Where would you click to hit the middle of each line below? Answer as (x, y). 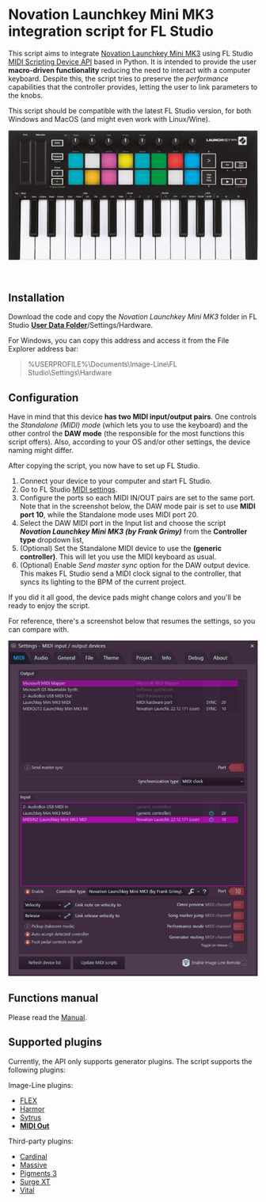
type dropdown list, (52, 539)
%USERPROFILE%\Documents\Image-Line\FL (103, 364)
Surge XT (35, 1181)
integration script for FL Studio (111, 31)
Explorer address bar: (44, 349)
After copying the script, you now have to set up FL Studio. (104, 466)
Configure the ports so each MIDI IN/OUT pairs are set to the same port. (137, 497)
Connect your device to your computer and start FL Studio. (116, 481)
